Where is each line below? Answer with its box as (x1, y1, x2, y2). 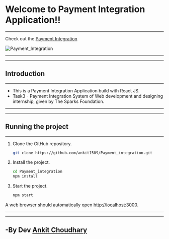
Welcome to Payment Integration (5, 4, 145, 15)
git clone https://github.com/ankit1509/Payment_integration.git (12, 150, 152, 155)
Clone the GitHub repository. (12, 140, 72, 147)
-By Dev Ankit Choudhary (5, 226, 88, 234)
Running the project (5, 123, 69, 131)
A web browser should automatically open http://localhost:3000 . (5, 202, 139, 208)
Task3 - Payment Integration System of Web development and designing (12, 93, 163, 99)
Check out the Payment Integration (5, 35, 78, 41)
